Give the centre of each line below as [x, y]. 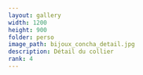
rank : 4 [21, 59]
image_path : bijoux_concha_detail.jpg [71, 45]
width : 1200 [27, 23]
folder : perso [31, 37]
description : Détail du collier [61, 52]
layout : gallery [35, 15]
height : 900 [27, 30]
